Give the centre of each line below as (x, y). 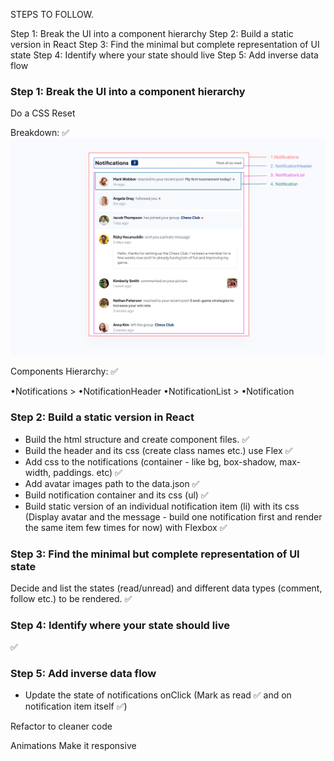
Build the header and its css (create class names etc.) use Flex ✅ (158, 450)
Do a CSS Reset (43, 113)
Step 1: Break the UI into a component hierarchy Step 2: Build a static (152, 33)
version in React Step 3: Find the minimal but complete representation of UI (165, 44)
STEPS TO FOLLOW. (52, 14)
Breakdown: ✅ (40, 133)
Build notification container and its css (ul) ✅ (116, 495)
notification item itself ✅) (76, 706)
